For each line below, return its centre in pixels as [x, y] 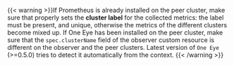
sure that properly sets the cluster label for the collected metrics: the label [116, 18]
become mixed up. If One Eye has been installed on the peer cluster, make [115, 32]
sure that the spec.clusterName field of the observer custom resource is [111, 40]
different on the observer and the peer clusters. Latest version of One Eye [113, 47]
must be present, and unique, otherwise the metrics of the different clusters [117, 25]
